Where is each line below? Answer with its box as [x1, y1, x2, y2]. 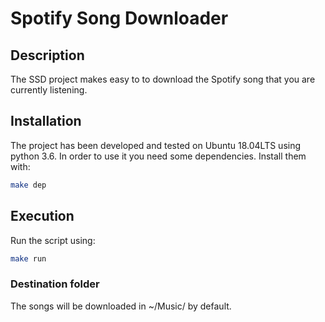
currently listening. [10, 84, 88, 96]
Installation [10, 113, 82, 130]
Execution [10, 208, 75, 225]
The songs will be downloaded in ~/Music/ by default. [10, 300, 232, 312]
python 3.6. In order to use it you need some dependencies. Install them [10, 150, 307, 162]
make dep [10, 180, 47, 190]
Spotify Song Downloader [10, 7, 229, 30]
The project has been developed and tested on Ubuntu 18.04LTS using [10, 139, 302, 151]
